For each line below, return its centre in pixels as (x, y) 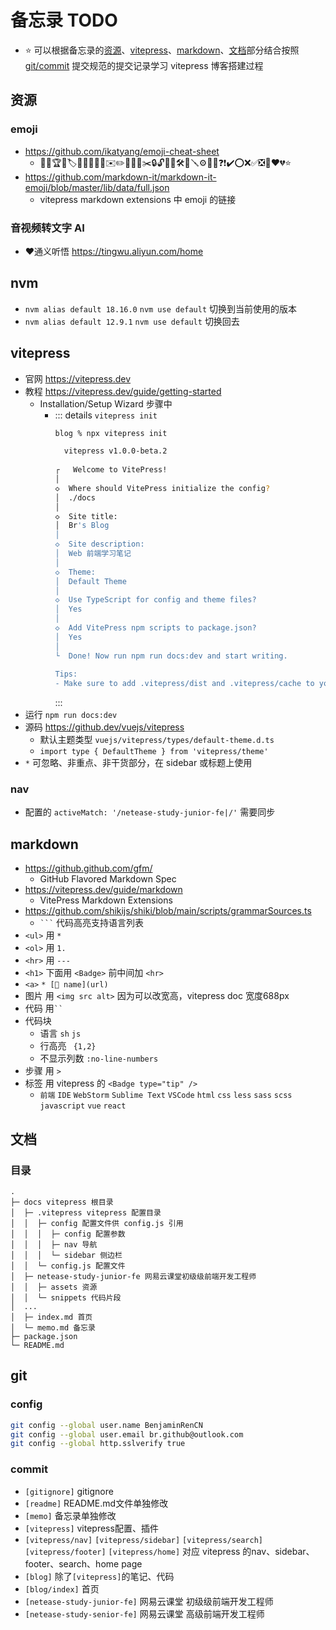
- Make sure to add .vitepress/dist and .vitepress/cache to (184, 684)
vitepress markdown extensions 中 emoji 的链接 (138, 199)
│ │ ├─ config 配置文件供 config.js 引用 (97, 1223)
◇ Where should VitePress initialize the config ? (162, 488)
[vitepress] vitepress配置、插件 (91, 1528)
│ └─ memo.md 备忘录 (53, 1327)
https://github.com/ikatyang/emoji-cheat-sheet (122, 151)
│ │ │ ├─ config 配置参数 (68, 1234)
